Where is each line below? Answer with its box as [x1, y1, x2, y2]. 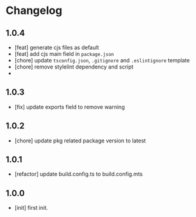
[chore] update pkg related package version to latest [14, 137, 146, 144]
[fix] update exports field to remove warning [14, 103, 125, 110]
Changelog [5, 4, 63, 18]
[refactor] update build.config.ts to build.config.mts [14, 170, 143, 178]
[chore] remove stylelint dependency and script [14, 63, 134, 70]
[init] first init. [14, 204, 48, 212]
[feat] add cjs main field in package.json [14, 50, 114, 58]
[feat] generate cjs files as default [14, 44, 100, 51]
